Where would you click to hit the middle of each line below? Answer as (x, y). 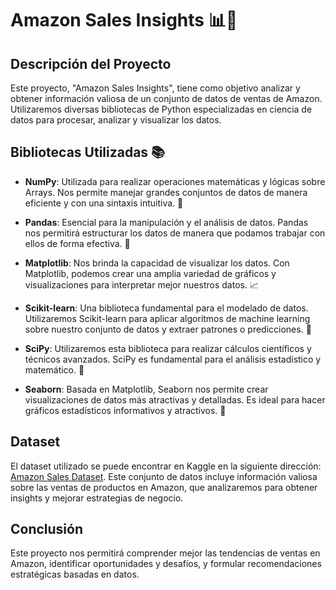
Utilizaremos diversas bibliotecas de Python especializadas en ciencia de (161, 109)
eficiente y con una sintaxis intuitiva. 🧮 (104, 203)
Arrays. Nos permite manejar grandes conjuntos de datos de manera (166, 192)
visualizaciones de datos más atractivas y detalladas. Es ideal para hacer (175, 399)
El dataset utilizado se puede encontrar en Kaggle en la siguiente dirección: (166, 466)
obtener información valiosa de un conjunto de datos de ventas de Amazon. (166, 98)
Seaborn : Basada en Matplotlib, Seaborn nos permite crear (146, 389)
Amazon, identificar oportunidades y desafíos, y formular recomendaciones (166, 564)
